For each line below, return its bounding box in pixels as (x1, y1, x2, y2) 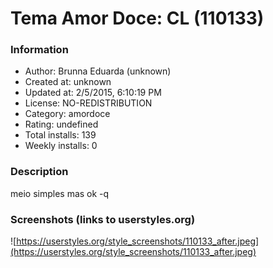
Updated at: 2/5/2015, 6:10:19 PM (24, 87, 162, 99)
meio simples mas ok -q (10, 187, 110, 199)
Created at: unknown (24, 76, 112, 88)
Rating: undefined (24, 118, 99, 131)
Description (10, 165, 69, 179)
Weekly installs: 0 (24, 140, 98, 152)
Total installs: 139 (24, 129, 97, 141)
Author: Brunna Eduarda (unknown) (24, 65, 172, 77)
